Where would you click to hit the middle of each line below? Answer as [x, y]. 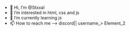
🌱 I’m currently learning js [36, 18]
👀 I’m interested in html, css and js [45, 13]
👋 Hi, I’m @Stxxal [27, 8]
